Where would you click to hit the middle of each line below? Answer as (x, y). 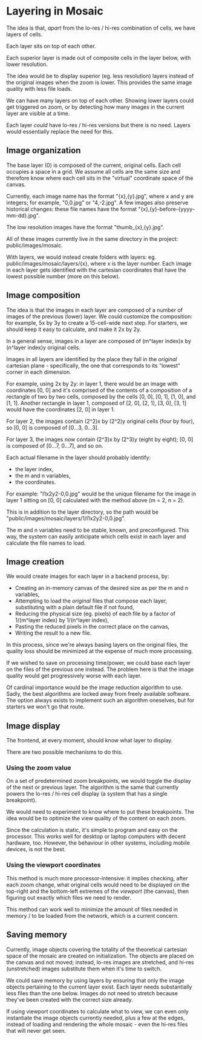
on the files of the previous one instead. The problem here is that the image (100, 669)
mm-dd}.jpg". (23, 215)
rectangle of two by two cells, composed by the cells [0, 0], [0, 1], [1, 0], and (101, 396)
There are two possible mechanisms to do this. (64, 752)
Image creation (35, 562)
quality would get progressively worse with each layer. (74, 676)
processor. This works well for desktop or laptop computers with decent (96, 837)
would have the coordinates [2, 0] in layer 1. (61, 409)
